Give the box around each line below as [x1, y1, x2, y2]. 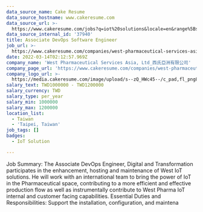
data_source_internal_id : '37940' [6, 31, 94, 38]
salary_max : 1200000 [6, 104, 59, 111]
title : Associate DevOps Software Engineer [6, 37, 118, 43]
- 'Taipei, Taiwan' [11, 122, 61, 128]
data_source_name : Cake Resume [6, 8, 85, 15]
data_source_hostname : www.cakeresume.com [6, 15, 115, 21]
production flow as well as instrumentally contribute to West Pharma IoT [6, 186, 185, 193]
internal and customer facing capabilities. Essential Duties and [6, 192, 161, 200]
